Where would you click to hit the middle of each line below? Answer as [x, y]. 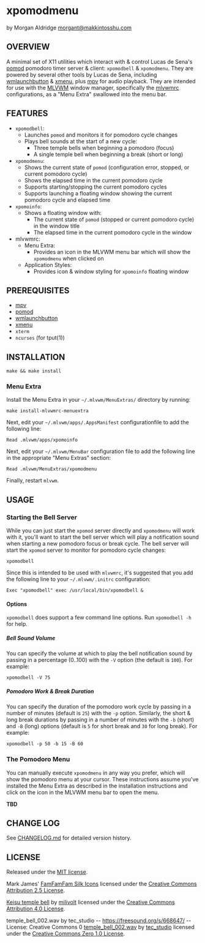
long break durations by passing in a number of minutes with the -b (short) [100, 719]
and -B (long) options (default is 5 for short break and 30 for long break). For [102, 726]
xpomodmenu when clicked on [69, 258]
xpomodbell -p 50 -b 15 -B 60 [45, 744]
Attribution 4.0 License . [36, 909]
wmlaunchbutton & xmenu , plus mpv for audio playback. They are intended [101, 81]
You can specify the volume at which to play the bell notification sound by [99, 653]
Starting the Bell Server [42, 517]
